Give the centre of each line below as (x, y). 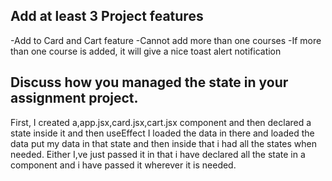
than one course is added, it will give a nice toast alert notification (146, 51)
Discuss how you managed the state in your (149, 82)
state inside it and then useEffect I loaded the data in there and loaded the (162, 133)
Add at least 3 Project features (107, 16)
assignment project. (74, 98)
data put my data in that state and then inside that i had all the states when (164, 143)
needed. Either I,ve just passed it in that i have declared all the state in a (158, 154)
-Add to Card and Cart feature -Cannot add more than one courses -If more (166, 40)
